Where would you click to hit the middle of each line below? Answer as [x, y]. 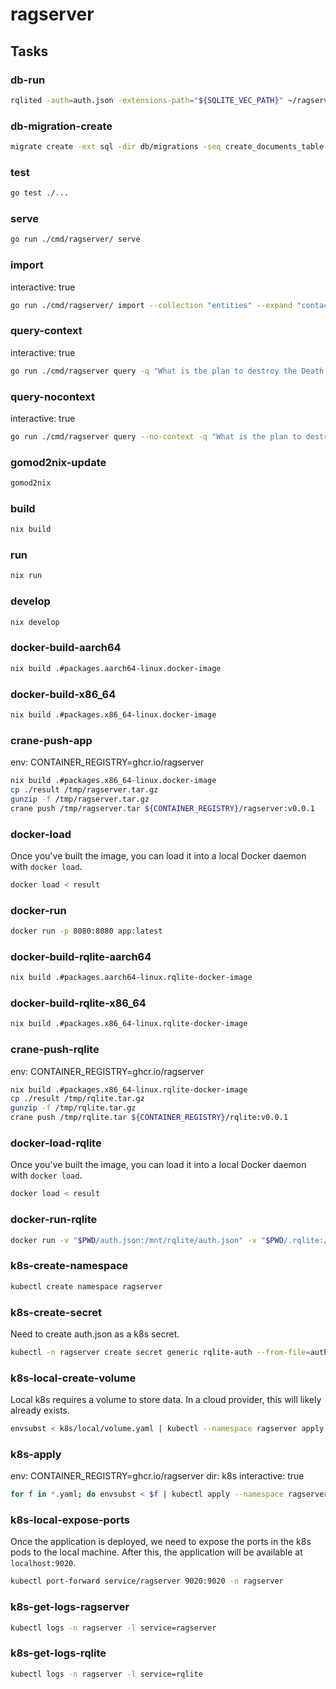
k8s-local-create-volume [73, 1378]
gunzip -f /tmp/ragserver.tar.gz [80, 799]
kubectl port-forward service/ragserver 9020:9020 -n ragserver [147, 1581]
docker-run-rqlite [54, 1220]
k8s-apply [36, 1454]
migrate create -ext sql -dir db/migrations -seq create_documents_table [167, 147]
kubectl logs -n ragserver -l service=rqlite [106, 1674]
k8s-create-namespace [69, 1266]
